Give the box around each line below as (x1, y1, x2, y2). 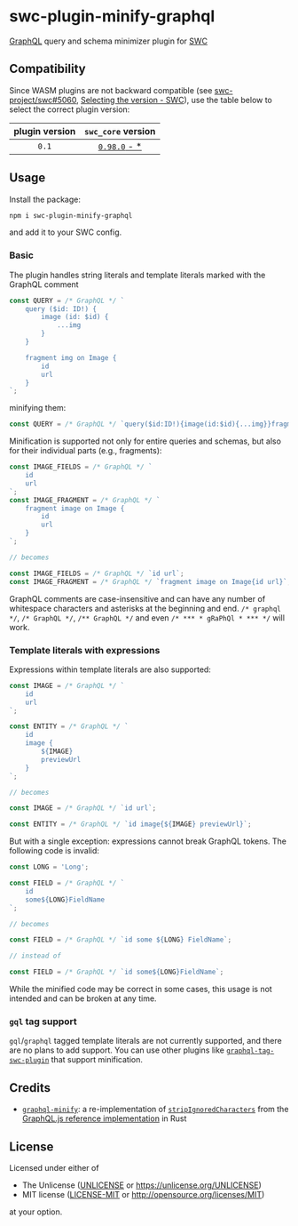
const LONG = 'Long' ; (9, 862, 90, 872)
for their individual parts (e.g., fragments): (9, 445, 162, 456)
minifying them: (9, 403, 67, 413)
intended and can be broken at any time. (9, 993, 157, 1004)
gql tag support (9, 1015, 77, 1028)
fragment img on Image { (25, 353, 117, 362)
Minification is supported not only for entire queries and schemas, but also (9, 436, 282, 446)
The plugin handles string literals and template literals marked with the (9, 269, 266, 280)
